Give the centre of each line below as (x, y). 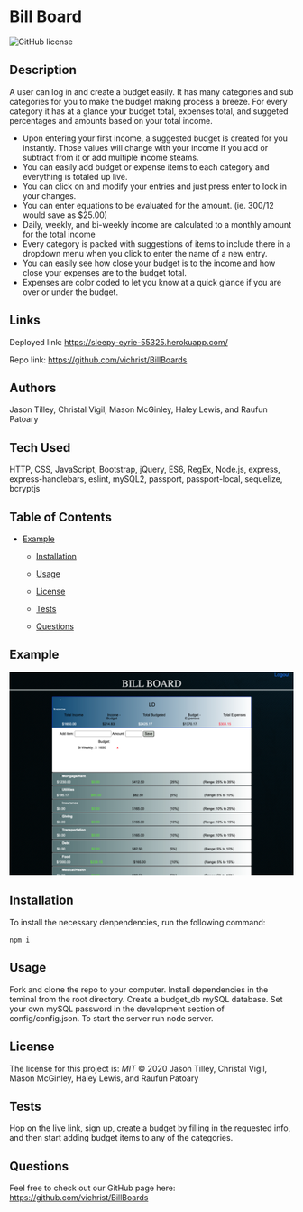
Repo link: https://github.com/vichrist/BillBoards (98, 360)
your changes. (49, 195)
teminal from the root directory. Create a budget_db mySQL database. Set (146, 999)
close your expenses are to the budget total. (105, 272)
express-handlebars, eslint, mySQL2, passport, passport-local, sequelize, (146, 479)
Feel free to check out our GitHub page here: (92, 1188)
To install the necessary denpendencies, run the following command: (138, 922)
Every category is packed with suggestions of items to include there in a (156, 244)
